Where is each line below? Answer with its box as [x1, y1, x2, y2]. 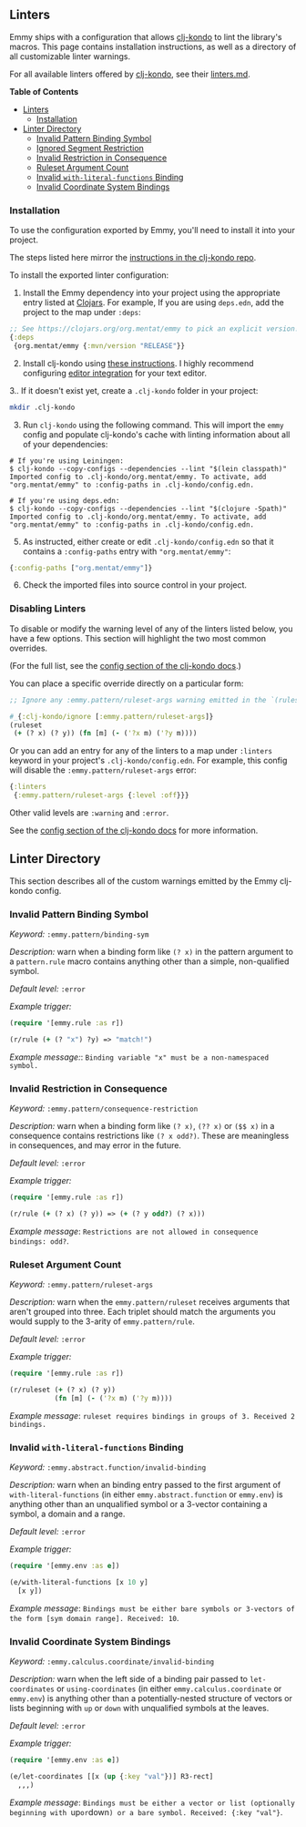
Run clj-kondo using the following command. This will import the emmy [22, 419, 284, 430]
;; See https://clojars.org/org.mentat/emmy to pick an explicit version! [9, 324, 300, 334]
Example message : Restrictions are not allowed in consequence [9, 1226, 259, 1237]
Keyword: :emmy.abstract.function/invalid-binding [9, 1462, 207, 1473]
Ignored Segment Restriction [36, 142, 144, 153]
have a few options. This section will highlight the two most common [9, 632, 267, 643]
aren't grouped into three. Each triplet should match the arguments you [9, 1307, 276, 1318]
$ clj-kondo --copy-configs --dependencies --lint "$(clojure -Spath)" [9, 504, 287, 513]
